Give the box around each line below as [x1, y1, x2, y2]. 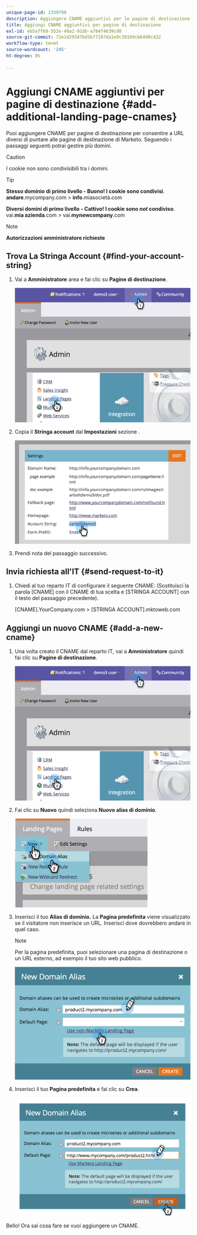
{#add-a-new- [109, 623, 164, 633]
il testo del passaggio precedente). [14, 595, 98, 602]
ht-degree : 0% [6, 53, 41, 59]
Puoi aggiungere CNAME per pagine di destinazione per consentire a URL [6, 129, 184, 136]
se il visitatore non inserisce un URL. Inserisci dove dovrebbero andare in [14, 919, 191, 927]
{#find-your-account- [102, 251, 185, 261]
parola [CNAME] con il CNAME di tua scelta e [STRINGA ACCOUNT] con [14, 588, 189, 596]
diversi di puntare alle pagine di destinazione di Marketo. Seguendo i [6, 136, 172, 143]
